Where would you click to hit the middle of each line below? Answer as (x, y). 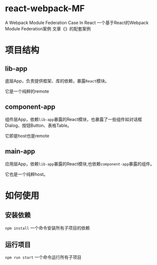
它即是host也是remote (27, 136)
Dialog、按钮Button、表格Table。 (38, 125)
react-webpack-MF (45, 9)
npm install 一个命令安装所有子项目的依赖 (47, 228)
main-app (20, 152)
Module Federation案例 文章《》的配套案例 (48, 29)
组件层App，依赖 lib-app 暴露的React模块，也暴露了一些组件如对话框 (74, 119)
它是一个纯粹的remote (27, 91)
